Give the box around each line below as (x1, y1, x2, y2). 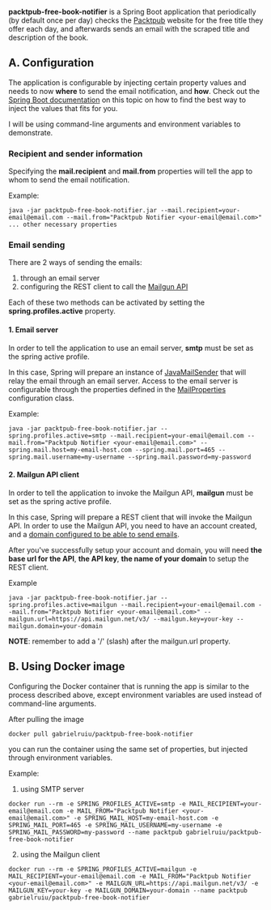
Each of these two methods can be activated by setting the (8, 297, 205, 307)
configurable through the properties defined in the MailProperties (8, 384, 227, 394)
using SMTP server (19, 784, 85, 793)
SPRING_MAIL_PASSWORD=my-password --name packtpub (8, 828, 183, 836)
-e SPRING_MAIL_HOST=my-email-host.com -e (73, 814, 219, 822)
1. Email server (8, 325, 59, 335)
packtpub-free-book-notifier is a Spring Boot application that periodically (8, 7, 256, 16)
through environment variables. (8, 753, 113, 763)
